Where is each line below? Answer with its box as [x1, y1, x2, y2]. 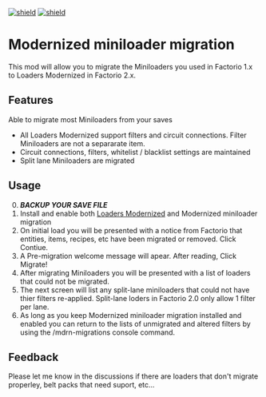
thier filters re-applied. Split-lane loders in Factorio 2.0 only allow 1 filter [19, 293, 256, 303]
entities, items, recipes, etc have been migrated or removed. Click [19, 234, 236, 244]
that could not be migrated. [19, 276, 110, 286]
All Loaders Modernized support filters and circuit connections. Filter [19, 130, 247, 140]
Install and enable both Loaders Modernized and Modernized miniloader [19, 208, 258, 218]
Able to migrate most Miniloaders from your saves [8, 114, 173, 124]
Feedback [8, 350, 59, 363]
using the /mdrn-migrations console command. [19, 328, 176, 337]
